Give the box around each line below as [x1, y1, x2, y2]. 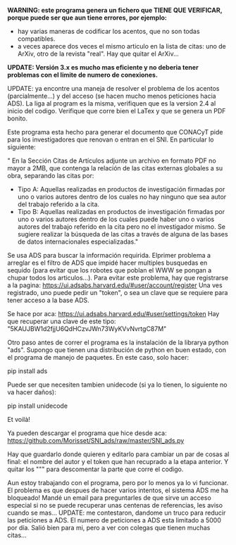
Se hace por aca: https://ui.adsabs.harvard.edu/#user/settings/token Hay [7, 310, 220, 318]
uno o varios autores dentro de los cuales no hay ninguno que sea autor [17, 193, 227, 201]
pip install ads [7, 367, 48, 375]
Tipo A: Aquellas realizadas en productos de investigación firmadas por [17, 185, 225, 193]
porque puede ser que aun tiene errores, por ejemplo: [7, 13, 167, 22]
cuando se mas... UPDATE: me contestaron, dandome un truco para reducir [7, 508, 226, 517]
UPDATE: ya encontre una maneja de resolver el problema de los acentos [7, 84, 220, 92]
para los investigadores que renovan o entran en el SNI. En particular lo [7, 135, 214, 144]
